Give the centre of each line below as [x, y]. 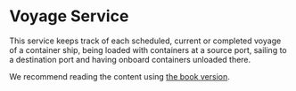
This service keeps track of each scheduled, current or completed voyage [145, 41]
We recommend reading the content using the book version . [119, 76]
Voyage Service [69, 16]
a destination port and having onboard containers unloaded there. [130, 59]
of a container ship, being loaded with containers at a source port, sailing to [148, 49]
